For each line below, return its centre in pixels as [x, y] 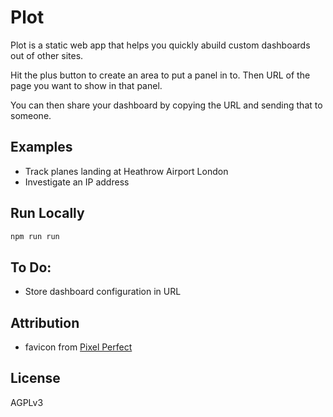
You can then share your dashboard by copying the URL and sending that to [166, 105]
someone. [31, 115]
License [35, 378]
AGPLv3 [27, 402]
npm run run [35, 236]
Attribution [45, 322]
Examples [41, 147]
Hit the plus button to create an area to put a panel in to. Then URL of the [160, 75]
